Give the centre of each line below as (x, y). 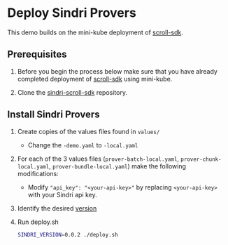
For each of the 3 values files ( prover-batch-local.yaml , (98, 159)
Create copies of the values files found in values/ (88, 131)
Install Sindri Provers (54, 115)
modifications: (38, 173)
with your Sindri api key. (62, 194)
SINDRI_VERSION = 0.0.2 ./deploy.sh (67, 234)
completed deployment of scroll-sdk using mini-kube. (95, 79)
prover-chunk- (201, 159)
